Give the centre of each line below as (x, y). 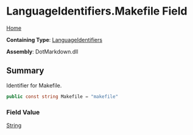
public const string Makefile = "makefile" (62, 96)
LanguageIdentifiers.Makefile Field (97, 11)
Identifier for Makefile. (34, 85)
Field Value (23, 112)
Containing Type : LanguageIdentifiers (54, 40)
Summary (25, 71)
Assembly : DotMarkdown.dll (42, 51)
